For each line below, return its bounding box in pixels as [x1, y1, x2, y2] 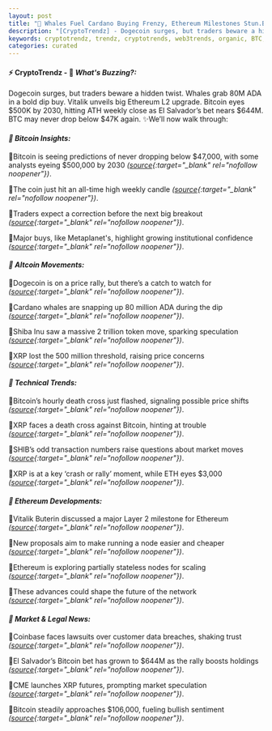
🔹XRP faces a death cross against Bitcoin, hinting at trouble [8, 420, 206, 430]
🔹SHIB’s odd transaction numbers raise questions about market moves [8, 444, 244, 454]
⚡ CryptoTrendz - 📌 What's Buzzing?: [8, 67, 137, 77]
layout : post [8, 11, 53, 20]
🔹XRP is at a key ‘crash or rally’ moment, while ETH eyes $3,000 [8, 469, 223, 478]
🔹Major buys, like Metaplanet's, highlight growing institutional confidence [8, 232, 253, 243]
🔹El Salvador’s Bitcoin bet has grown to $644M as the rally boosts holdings [8, 657, 259, 666]
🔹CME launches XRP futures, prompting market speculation [8, 681, 207, 691]
